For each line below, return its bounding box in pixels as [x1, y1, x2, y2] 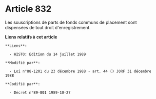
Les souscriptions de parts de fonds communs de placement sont [5, 19, 137, 25]
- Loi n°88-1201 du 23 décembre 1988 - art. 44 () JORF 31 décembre [9, 69, 152, 74]
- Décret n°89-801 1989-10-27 [9, 90, 71, 95]
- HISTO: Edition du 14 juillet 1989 [9, 52, 86, 57]
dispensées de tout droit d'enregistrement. [5, 24, 91, 30]
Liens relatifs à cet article [5, 34, 58, 40]
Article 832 [5, 3, 52, 15]
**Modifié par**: [5, 60, 40, 65]
